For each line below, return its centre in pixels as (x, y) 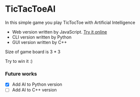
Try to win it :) (19, 61)
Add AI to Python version (37, 84)
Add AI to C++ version (34, 90)
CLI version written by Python (42, 37)
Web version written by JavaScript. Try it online (60, 32)
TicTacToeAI (30, 9)
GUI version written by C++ (39, 42)
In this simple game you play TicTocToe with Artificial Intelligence (70, 22)
